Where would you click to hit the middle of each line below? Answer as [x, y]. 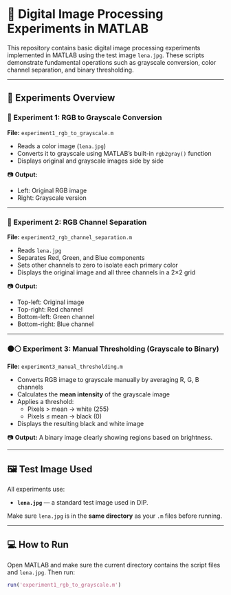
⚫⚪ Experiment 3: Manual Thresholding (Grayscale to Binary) [113, 349]
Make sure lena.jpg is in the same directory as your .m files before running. [114, 516]
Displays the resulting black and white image [80, 424]
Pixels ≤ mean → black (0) [64, 416]
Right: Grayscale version [52, 198]
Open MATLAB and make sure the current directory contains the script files [114, 565]
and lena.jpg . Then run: [41, 572]
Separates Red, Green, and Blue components [81, 257]
